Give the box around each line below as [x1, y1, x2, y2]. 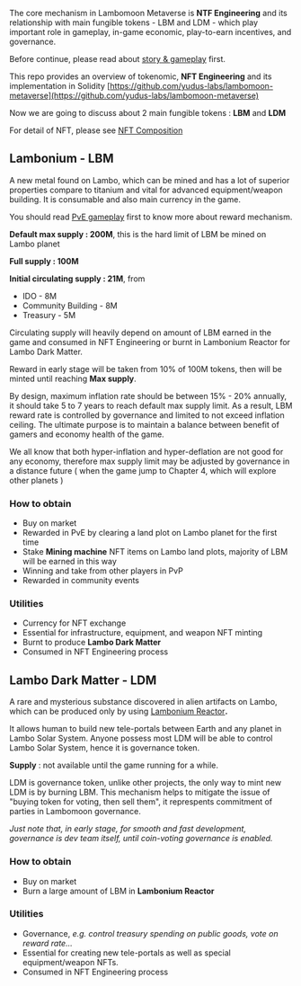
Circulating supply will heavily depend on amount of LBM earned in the [9, 327, 272, 338]
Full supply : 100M [9, 255, 79, 266]
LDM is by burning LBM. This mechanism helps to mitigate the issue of [9, 786, 270, 798]
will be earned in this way [22, 556, 117, 567]
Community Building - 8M [22, 300, 119, 311]
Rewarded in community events [22, 575, 139, 586]
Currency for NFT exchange [22, 617, 127, 628]
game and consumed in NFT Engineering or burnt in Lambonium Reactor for [9, 336, 290, 347]
